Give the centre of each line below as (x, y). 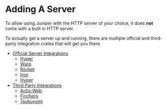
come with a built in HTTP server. (40, 28)
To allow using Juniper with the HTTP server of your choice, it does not (79, 23)
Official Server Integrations (40, 53)
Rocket (27, 69)
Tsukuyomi (31, 101)
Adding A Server (40, 9)
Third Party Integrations (37, 85)
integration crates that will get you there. (59, 43)
